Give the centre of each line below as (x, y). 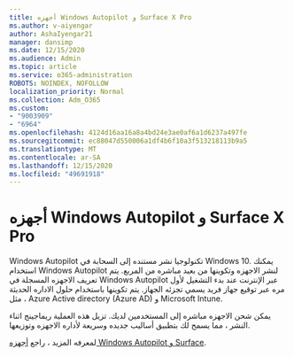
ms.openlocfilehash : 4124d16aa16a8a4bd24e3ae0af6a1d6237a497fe (128, 133)
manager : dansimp (41, 42)
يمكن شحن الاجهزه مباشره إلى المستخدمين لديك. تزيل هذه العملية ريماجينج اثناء (140, 316)
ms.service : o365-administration (71, 75)
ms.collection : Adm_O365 (55, 100)
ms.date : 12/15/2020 (47, 50)
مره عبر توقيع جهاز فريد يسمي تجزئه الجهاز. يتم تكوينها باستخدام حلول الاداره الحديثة (147, 290)
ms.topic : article (43, 67)
